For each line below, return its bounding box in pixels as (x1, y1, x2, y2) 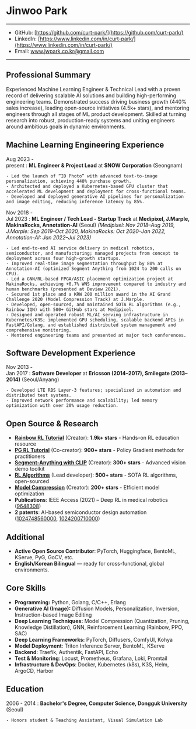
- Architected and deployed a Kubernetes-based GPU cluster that (6, 183, 168, 189)
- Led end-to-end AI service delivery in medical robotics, (6, 245, 156, 251)
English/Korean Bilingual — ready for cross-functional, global (14, 560, 164, 567)
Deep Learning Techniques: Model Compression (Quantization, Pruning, (14, 617, 190, 624)
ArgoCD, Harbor (14, 667, 54, 674)
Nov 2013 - (6, 364, 33, 371)
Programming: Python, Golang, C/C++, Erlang (14, 598, 127, 605)
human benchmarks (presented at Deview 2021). (6, 286, 121, 292)
